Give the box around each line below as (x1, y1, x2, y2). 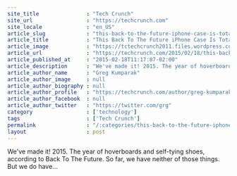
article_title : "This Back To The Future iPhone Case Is (7, 37, 217, 44)
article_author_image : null (7, 75, 106, 83)
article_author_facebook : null (7, 96, 106, 103)
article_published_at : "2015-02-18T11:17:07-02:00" (7, 56, 178, 63)
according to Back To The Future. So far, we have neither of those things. (7, 155, 220, 163)
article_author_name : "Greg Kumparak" (7, 69, 140, 76)
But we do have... (7, 163, 58, 171)
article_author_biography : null (7, 82, 106, 89)
